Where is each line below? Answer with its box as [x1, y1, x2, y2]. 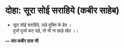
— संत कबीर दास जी [5, 38, 39, 44]
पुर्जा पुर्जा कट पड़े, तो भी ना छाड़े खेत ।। [12, 28, 79, 34]
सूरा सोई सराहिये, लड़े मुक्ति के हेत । [12, 21, 71, 28]
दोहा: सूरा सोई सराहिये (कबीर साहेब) [5, 5, 120, 16]
